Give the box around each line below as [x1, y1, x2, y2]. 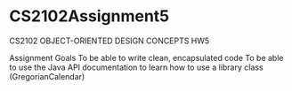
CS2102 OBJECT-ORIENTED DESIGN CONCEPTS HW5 [9, 35, 210, 46]
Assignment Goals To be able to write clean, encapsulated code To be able [9, 52, 284, 63]
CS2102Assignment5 [9, 6, 170, 27]
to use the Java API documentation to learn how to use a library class [9, 62, 264, 72]
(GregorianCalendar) [9, 71, 85, 81]
